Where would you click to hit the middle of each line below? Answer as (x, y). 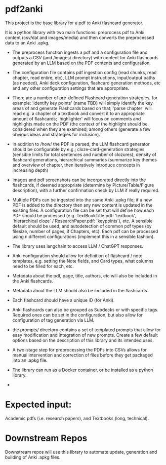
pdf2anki (24, 9)
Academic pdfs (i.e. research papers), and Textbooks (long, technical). (77, 418)
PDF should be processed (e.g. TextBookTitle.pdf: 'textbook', (74, 215)
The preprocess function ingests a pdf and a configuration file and (80, 52)
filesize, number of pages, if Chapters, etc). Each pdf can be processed (85, 231)
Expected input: (38, 405)
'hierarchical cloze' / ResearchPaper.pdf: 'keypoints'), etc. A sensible (83, 221)
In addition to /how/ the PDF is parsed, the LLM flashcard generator (81, 144)
